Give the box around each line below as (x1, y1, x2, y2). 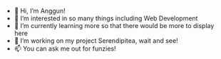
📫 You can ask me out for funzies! (14, 44, 116, 53)
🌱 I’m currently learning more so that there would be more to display (14, 22, 215, 29)
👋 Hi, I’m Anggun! (14, 7, 66, 15)
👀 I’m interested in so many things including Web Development (14, 14, 198, 22)
